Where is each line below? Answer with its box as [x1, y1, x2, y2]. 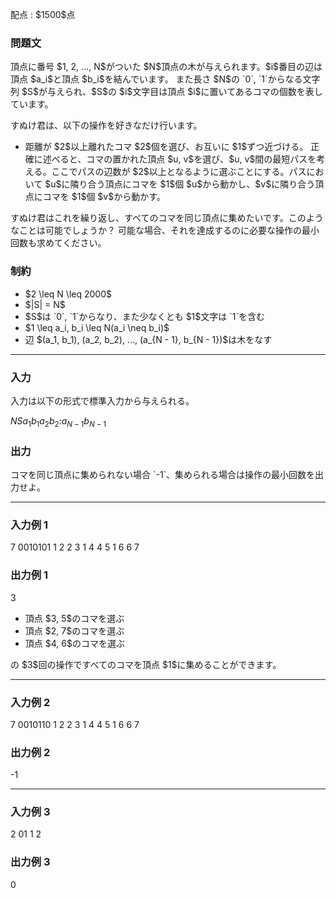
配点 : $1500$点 [10, 9, 76, 20]
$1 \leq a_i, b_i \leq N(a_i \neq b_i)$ [24, 321, 170, 333]
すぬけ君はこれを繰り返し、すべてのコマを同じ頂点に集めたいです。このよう [10, 212, 324, 224]
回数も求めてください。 [10, 237, 107, 249]
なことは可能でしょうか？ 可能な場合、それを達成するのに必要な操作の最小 [10, 224, 320, 237]
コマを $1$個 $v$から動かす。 [42, 191, 166, 203]
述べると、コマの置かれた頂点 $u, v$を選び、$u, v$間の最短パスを [42, 153, 317, 165]
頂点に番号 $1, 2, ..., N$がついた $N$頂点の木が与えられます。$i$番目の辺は [10, 61, 323, 73]
